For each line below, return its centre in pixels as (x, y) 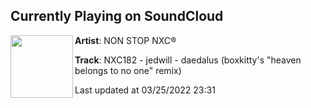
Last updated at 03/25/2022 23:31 (145, 90)
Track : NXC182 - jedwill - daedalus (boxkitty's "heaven (188, 60)
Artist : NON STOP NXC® (125, 40)
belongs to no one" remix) (128, 70)
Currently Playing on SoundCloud (117, 16)
